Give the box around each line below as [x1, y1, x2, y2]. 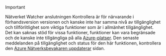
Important [5, 4, 25, 10]
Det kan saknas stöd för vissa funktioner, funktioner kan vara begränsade [5, 30, 156, 35]
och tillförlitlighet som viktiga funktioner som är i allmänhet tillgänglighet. [5, 24, 154, 30]
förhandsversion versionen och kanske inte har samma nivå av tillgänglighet [5, 19, 161, 25]
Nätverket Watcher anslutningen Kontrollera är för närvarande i [5, 14, 134, 19]
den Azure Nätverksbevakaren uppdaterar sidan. [5, 46, 105, 51]
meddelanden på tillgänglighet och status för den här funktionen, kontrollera [5, 40, 162, 46]
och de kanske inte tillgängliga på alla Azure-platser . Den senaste [5, 35, 139, 41]
